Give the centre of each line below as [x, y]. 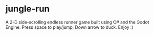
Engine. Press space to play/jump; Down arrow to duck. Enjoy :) [69, 27]
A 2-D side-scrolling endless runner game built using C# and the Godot [77, 22]
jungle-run [28, 9]
